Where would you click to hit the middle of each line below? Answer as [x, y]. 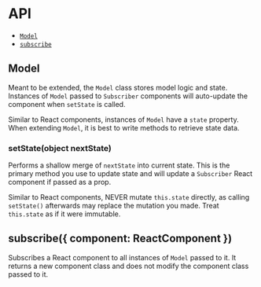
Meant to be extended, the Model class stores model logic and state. [118, 87]
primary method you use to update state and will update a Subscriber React [130, 174]
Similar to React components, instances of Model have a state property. [123, 120]
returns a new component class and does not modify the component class [129, 266]
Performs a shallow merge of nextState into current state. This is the [119, 165]
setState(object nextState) [60, 148]
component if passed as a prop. [60, 182]
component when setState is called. [67, 104]
